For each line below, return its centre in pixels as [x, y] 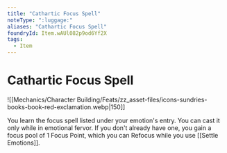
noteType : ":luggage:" [40, 20]
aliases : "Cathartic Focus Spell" [57, 26]
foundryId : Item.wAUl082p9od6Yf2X [57, 33]
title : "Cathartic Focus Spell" [54, 14]
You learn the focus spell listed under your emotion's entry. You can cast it [113, 120]
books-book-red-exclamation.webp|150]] [66, 107]
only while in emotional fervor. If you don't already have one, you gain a [109, 128]
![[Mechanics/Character [41, 99]
